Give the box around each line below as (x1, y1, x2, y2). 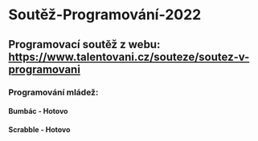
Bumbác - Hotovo (8, 107, 68, 116)
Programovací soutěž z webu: (8, 38, 161, 51)
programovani (8, 62, 80, 76)
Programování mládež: (8, 87, 99, 98)
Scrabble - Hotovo (8, 124, 71, 134)
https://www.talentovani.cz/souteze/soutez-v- (8, 50, 250, 63)
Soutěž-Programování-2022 (8, 6, 202, 24)
